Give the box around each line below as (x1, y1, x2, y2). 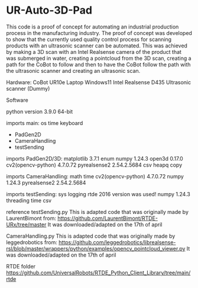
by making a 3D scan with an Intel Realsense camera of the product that (6, 48, 182, 55)
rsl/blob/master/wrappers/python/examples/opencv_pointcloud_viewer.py (6, 245, 186, 252)
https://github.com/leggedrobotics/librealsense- (59, 238, 176, 246)
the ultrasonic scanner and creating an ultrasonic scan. (6, 67, 141, 74)
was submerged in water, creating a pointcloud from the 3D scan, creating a (6, 55, 191, 62)
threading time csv (6, 197, 52, 204)
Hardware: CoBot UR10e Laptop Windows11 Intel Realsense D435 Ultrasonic (6, 78, 191, 86)
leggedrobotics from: (6, 238, 58, 246)
